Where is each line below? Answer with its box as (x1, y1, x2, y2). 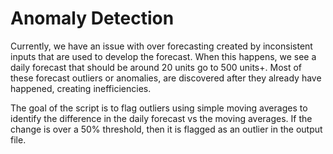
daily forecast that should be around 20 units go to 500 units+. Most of (10, 61, 303, 73)
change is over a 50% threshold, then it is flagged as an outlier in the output (10, 123, 323, 135)
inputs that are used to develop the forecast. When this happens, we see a (10, 50, 317, 62)
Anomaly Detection (10, 7, 175, 30)
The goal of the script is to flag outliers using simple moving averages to (10, 102, 308, 114)
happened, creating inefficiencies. (10, 82, 152, 94)
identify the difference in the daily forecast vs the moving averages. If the (10, 112, 313, 124)
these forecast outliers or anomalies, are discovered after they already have (10, 72, 322, 84)
